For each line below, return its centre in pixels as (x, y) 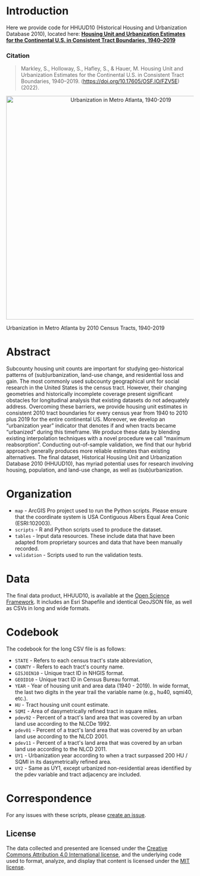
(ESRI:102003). (33, 524)
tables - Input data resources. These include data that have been (95, 536)
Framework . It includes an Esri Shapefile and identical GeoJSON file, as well (99, 602)
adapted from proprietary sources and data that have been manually (99, 542)
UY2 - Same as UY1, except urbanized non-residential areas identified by (103, 768)
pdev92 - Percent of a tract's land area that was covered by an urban (99, 717)
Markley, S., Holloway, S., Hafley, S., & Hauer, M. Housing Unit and (102, 69)
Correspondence (49, 799)
